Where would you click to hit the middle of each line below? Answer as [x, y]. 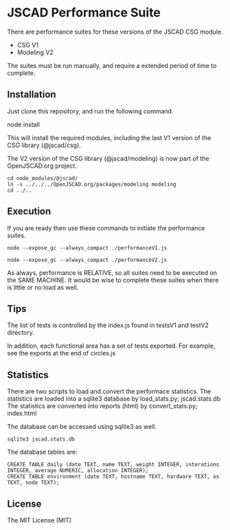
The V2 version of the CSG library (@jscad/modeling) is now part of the [108, 158]
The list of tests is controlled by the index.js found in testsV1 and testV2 [108, 325]
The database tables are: [42, 452]
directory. [21, 333]
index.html [22, 413]
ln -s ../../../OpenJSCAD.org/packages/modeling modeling [92, 184]
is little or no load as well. [43, 287]
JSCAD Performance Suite [84, 13]
